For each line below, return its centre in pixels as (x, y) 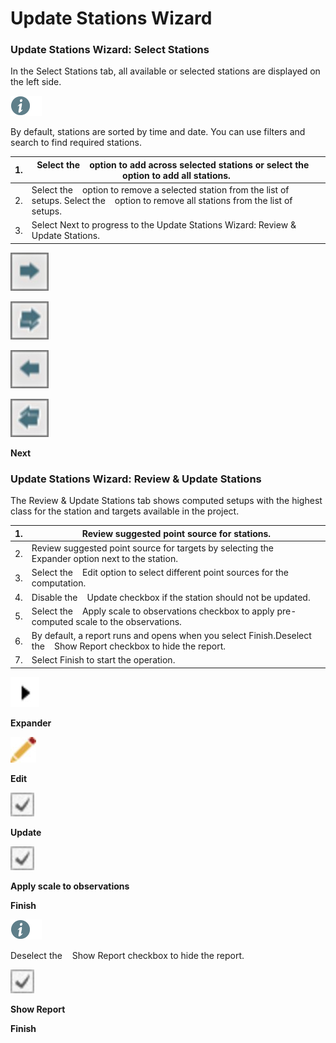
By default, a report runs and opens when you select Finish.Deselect (171, 636)
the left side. (36, 82)
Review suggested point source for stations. (176, 533)
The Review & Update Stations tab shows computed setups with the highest (166, 501)
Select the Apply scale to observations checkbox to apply (153, 611)
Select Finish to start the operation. (103, 660)
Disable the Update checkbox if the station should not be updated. (171, 597)
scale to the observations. (128, 621)
